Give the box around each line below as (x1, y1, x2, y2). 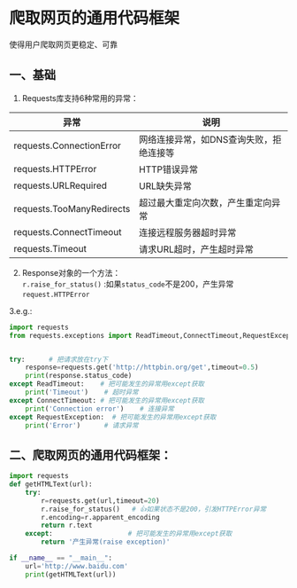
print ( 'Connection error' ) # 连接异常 (25, 404, 175, 413)
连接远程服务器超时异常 (138, 226, 237, 239)
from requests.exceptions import (9, 331, 133, 340)
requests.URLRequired (13, 179, 108, 192)
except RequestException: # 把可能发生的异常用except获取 (9, 412, 217, 421)
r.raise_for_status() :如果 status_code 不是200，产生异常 (21, 278, 234, 289)
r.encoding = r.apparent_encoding (41, 513, 161, 521)
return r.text (41, 521, 93, 530)
